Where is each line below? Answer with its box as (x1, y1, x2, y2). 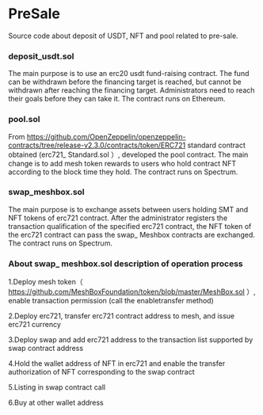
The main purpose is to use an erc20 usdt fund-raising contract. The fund (8, 69, 250, 78)
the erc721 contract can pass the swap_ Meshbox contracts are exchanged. (8, 230, 255, 239)
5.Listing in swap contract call (8, 383, 105, 392)
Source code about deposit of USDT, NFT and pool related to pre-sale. (8, 31, 239, 40)
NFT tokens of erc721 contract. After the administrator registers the (8, 213, 228, 223)
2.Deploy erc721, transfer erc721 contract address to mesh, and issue (8, 311, 235, 321)
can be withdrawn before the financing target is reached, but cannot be (8, 77, 242, 87)
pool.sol (8, 114, 40, 125)
